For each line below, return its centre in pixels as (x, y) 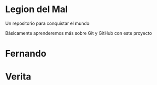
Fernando (26, 54)
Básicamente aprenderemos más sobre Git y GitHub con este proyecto (79, 33)
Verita (18, 77)
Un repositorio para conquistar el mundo (47, 23)
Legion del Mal (37, 9)
